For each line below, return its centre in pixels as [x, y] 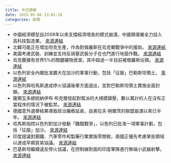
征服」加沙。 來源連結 [45, 130]
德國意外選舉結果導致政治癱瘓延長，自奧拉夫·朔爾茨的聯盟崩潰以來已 [84, 111]
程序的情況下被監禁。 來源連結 [49, 104]
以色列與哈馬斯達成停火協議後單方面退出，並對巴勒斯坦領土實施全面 [84, 86]
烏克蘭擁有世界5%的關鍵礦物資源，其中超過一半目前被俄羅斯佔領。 [83, 60]
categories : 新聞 [23, 19]
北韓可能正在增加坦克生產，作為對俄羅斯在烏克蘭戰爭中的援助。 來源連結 [89, 47]
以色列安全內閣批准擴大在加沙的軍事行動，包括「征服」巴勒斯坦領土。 [86, 73]
